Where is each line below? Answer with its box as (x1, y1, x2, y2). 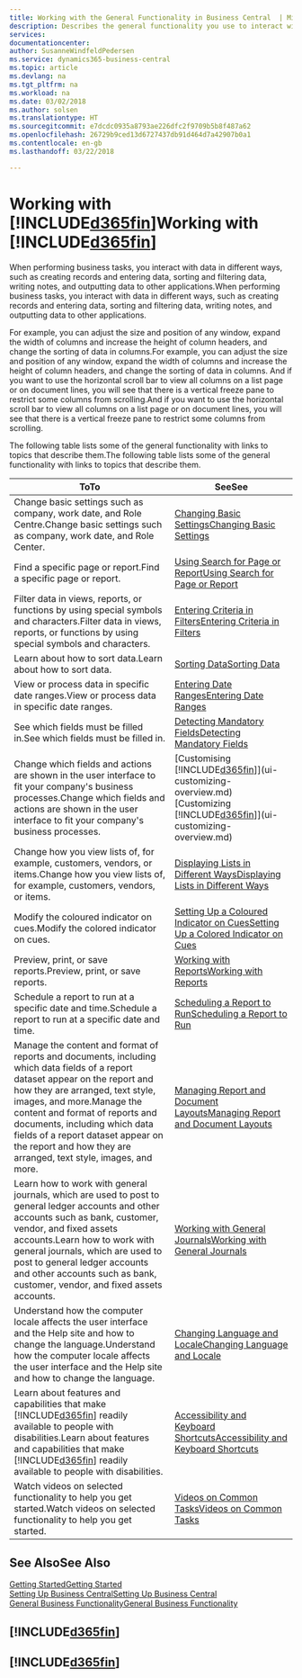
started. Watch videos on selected (13, 1502, 155, 1514)
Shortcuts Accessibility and (174, 1431, 288, 1444)
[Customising (174, 752, 231, 765)
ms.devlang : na (9, 72, 67, 81)
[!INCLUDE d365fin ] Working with (9, 212, 259, 233)
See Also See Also (9, 1555, 111, 1570)
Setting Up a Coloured (174, 905, 268, 918)
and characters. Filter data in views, (13, 615, 162, 627)
